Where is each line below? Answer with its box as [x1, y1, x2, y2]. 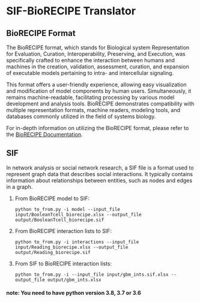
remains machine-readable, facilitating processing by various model [6, 94, 175, 101]
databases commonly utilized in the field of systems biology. [6, 113, 156, 120]
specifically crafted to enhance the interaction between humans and [6, 57, 175, 64]
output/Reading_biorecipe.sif [14, 249, 91, 255]
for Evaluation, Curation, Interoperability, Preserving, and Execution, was [6, 50, 186, 58]
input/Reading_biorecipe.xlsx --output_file [14, 244, 129, 250]
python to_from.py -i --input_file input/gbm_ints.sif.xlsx [14, 271, 169, 277]
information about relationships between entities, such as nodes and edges [6, 177, 193, 184]
